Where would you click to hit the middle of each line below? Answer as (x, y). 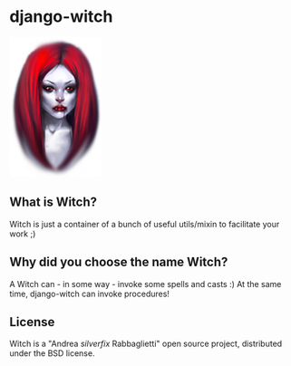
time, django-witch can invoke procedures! (90, 294)
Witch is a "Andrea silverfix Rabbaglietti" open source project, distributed (146, 344)
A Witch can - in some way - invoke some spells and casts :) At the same (145, 284)
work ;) (23, 234)
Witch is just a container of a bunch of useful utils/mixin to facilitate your (145, 224)
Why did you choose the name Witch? (119, 262)
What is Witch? (53, 202)
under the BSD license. (52, 353)
